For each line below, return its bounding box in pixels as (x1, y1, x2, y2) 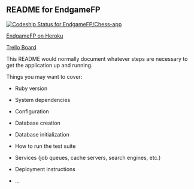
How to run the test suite (14, 142, 76, 150)
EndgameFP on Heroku (6, 32, 63, 39)
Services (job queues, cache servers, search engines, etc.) (14, 154, 161, 161)
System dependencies (14, 96, 71, 103)
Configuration (14, 107, 49, 115)
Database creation (14, 119, 61, 126)
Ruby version (14, 85, 48, 92)
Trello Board (6, 44, 37, 51)
